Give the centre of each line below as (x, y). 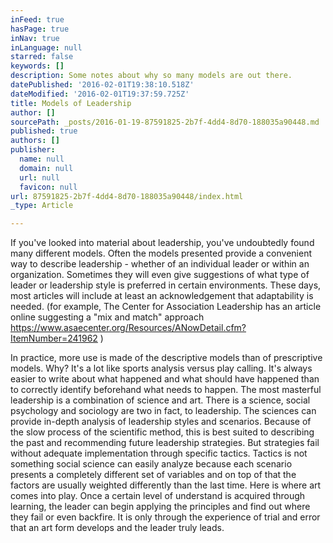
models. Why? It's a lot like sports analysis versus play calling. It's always (161, 368)
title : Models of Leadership (71, 103)
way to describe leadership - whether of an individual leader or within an (160, 264)
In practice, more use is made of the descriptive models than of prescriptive (166, 358)
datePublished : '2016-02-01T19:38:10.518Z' (102, 85)
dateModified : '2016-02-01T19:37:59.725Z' (100, 94)
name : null (42, 159)
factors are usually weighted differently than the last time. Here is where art (166, 485)
